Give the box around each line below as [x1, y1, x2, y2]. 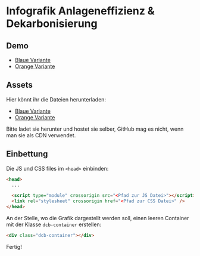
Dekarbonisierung [6, 17, 98, 30]
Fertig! [6, 243, 22, 250]
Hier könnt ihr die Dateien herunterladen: [6, 95, 106, 103]
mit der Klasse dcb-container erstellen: [6, 221, 102, 228]
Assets [6, 80, 33, 90]
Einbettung [6, 149, 48, 159]
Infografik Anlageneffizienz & [6, 4, 155, 18]
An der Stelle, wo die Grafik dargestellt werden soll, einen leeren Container [6, 215, 189, 221]
